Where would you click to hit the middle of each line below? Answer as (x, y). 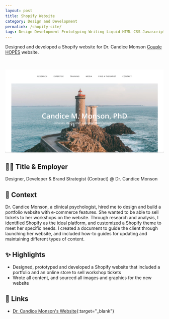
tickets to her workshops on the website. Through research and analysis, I (82, 218)
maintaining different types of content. (45, 239)
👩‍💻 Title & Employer (36, 167)
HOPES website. (22, 52)
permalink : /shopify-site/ (33, 27)
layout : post (19, 11)
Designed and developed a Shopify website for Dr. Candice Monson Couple (83, 47)
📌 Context (21, 195)
